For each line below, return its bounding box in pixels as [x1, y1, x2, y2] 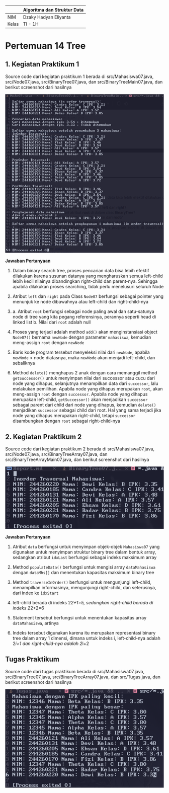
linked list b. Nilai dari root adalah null [12, 319, 91, 325]
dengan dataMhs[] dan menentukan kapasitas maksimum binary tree [12, 569, 154, 575]
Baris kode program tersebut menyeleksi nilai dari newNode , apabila [12, 349, 150, 355]
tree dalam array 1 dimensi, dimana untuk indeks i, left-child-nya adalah [12, 635, 161, 641]
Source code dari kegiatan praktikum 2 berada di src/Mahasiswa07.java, [5, 446, 155, 452]
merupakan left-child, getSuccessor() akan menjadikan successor [12, 396, 148, 403]
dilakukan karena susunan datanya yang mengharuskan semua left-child [12, 273, 163, 279]
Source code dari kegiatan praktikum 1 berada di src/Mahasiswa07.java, [5, 73, 154, 80]
